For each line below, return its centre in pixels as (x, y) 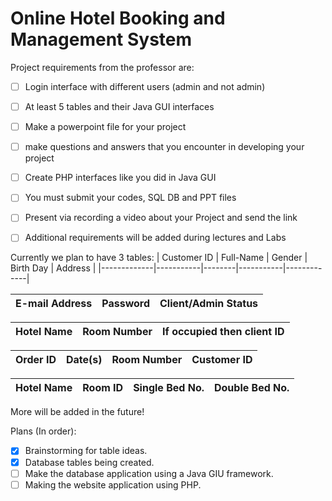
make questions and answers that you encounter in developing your (164, 147)
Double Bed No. (252, 388)
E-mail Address (54, 304)
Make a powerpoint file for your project (105, 127)
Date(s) (84, 360)
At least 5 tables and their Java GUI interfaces (119, 106)
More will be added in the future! (77, 412)
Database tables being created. (89, 462)
